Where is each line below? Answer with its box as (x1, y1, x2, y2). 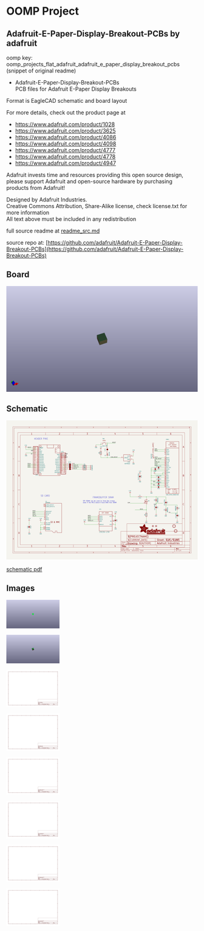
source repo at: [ (6, 239, 48, 246)
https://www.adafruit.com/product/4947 (15, 159, 117, 167)
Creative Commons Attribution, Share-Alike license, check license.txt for (6, 203, 188, 209)
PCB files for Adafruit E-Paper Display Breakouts (15, 85, 137, 92)
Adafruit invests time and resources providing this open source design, (6, 172, 184, 178)
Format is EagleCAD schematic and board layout (6, 97, 127, 104)
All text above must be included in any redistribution (6, 215, 137, 223)
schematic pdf (6, 565, 42, 573)
